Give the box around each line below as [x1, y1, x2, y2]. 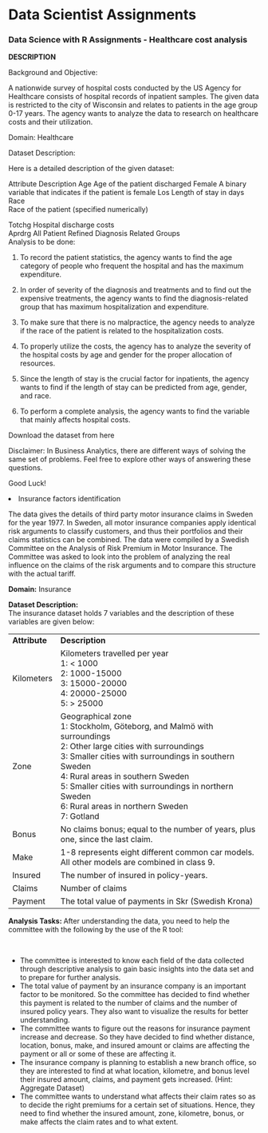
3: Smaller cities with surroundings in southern [60, 751, 235, 762]
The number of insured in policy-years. [60, 870, 208, 881]
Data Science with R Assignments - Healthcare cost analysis [8, 34, 248, 46]
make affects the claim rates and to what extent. [19, 1117, 179, 1127]
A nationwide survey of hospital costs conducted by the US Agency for [8, 83, 242, 93]
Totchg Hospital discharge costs [8, 220, 115, 229]
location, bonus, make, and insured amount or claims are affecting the [19, 1041, 250, 1051]
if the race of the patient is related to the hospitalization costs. [19, 326, 224, 336]
